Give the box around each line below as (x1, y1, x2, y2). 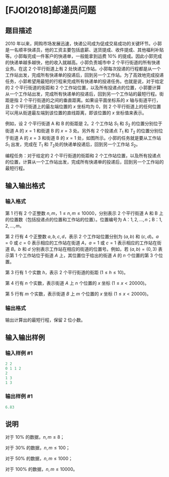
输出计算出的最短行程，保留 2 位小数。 (5, 317, 86, 323)
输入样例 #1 (5, 350, 33, 357)
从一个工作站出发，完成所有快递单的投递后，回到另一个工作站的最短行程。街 (5, 91, 164, 97)
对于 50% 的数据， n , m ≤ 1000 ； (5, 455, 73, 461)
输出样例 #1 (5, 393, 33, 400)
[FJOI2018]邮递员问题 (5, 5, 97, 16)
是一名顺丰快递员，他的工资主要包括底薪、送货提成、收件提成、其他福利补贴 (5, 47, 164, 53)
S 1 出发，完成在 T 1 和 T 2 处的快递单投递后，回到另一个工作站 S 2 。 (5, 141, 141, 149)
